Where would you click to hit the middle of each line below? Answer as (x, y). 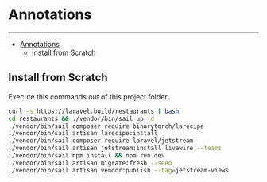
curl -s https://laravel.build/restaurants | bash (94, 111)
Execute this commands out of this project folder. (89, 96)
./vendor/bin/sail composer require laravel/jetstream (101, 141)
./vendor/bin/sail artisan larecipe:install (83, 134)
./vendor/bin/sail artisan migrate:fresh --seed (90, 163)
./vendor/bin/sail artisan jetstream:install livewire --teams (115, 149)
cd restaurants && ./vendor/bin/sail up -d (81, 118)
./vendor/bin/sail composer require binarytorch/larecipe (106, 126)
